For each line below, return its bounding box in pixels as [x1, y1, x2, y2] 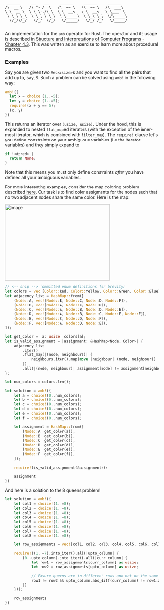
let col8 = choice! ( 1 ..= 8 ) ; [14, 533, 71, 538]
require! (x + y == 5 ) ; [9, 103, 56, 108]
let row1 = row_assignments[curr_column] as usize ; [31, 560, 139, 565]
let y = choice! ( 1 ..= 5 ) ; [9, 99, 60, 104]
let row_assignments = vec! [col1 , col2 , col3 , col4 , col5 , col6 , [14, 542, 150, 547]
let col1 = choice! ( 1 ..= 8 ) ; [14, 501, 71, 506]
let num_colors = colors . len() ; [5, 379, 71, 384]
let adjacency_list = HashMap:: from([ [5, 293, 84, 298]
